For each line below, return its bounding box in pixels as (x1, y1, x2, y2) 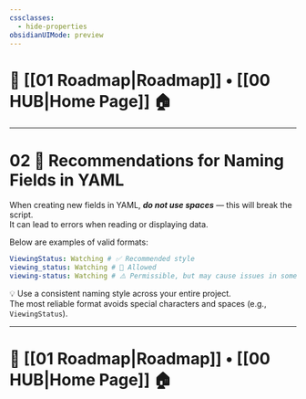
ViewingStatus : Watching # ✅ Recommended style (9, 255, 196, 264)
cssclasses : (9, 13, 55, 23)
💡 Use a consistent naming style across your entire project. (9, 288, 232, 299)
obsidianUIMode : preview (9, 30, 104, 39)
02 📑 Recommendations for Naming (9, 150, 285, 171)
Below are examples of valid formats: (9, 236, 148, 247)
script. (9, 209, 34, 220)
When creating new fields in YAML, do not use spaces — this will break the (9, 200, 293, 211)
